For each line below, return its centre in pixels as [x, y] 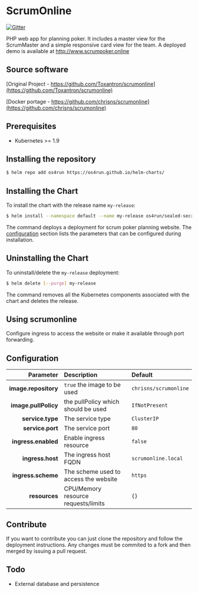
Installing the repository [51, 159]
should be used [85, 409]
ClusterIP [145, 419]
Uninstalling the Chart [47, 258]
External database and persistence [57, 584]
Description [81, 375]
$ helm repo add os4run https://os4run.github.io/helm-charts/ [85, 173]
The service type [87, 419]
